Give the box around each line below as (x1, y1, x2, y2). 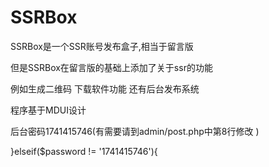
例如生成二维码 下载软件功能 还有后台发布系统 (10, 82, 200, 95)
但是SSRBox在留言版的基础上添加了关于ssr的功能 (10, 61, 213, 73)
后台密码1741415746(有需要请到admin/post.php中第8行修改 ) (10, 125, 260, 137)
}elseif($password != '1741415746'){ (10, 145, 158, 157)
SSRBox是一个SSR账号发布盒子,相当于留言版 (10, 40, 194, 52)
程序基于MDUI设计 (10, 104, 87, 116)
